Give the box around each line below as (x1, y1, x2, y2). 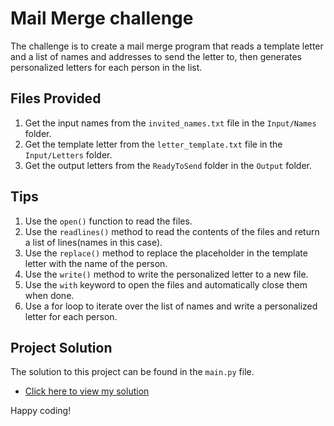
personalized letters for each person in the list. (10, 61, 203, 73)
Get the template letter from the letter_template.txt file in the (24, 138, 283, 150)
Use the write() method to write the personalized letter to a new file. (24, 268, 309, 280)
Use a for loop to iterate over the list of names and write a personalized (24, 300, 318, 312)
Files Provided (10, 90, 102, 107)
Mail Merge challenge (10, 7, 194, 30)
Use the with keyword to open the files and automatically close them (24, 278, 308, 291)
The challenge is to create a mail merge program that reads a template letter (10, 40, 324, 52)
